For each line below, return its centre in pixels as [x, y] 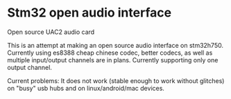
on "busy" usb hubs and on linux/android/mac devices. [86, 88]
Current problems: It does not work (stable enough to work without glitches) [116, 80]
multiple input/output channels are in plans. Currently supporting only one [113, 60]
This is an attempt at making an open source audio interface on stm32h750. [115, 45]
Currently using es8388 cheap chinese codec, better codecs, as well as [110, 53]
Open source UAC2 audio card [51, 32]
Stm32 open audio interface [89, 13]
